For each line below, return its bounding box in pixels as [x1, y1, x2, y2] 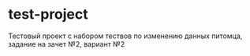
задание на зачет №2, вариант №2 [8, 39, 125, 48]
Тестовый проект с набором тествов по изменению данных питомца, [8, 31, 243, 40]
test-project [8, 5, 88, 23]
